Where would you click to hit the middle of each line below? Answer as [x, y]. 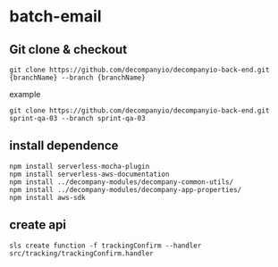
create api [38, 225]
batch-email [55, 17]
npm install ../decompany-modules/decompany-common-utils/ [122, 182]
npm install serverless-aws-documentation [89, 174]
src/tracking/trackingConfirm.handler [81, 253]
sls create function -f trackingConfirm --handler [105, 246]
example [25, 94]
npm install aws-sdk [48, 197]
